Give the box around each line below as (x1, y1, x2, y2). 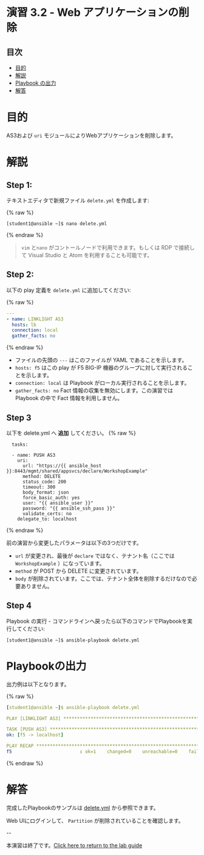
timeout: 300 (22, 484, 56, 490)
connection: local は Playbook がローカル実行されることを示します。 (15, 379, 190, 387)
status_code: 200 (22, 479, 67, 485)
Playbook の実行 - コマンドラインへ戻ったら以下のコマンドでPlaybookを (6, 617, 188, 625)
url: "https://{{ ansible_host (22, 463, 102, 469)
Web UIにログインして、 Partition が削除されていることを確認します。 (6, 817, 184, 824)
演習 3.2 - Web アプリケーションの (6, 5, 179, 19)
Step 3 (6, 412, 32, 423)
